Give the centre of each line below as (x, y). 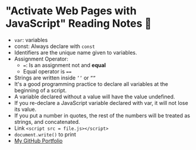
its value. (25, 109)
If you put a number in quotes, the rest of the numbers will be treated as (102, 115)
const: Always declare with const (55, 46)
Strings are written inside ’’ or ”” (55, 78)
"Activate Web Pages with (71, 11)
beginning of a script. (40, 90)
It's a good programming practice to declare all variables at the (91, 84)
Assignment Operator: (41, 59)
